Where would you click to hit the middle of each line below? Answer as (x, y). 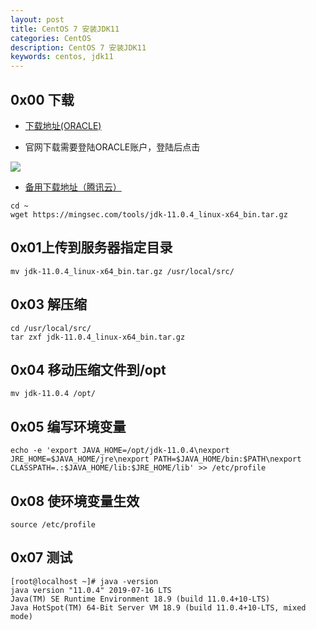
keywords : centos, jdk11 (62, 57)
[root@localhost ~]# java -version (84, 581)
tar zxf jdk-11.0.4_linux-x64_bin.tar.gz (98, 337)
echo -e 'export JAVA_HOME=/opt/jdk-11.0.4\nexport (120, 451)
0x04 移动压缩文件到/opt (88, 369)
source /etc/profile (53, 525)
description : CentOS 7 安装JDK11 (78, 47)
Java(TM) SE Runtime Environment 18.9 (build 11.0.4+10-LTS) (140, 599)
